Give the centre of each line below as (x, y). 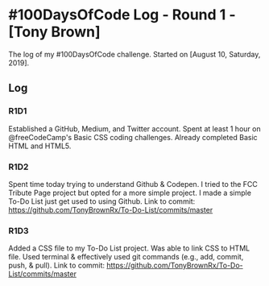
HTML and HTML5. (40, 146)
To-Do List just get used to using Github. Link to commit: (102, 201)
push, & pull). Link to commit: (57, 265)
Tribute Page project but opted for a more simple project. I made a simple (130, 193)
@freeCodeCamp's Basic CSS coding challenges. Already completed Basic (133, 137)
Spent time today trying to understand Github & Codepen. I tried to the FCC (133, 184)
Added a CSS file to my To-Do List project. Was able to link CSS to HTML (129, 248)
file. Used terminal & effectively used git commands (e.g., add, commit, (126, 257)
